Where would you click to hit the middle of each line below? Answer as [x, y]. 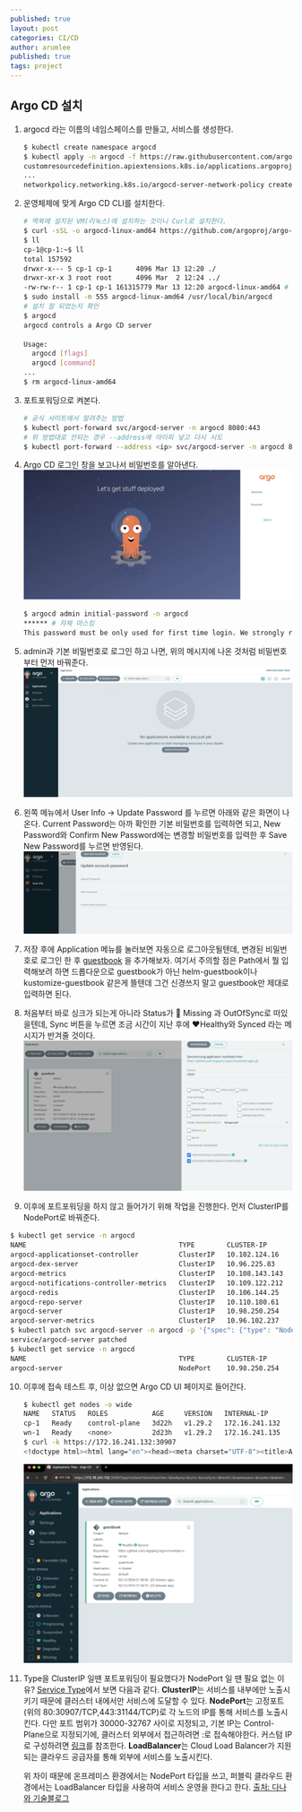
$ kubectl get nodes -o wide [78, 1404]
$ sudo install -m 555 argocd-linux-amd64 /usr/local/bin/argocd [147, 297]
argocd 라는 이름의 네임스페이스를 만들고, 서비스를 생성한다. [128, 129]
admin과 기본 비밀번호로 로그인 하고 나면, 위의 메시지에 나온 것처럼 [139, 651]
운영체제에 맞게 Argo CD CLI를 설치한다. [94, 203]
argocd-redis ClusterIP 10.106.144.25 [145, 1292]
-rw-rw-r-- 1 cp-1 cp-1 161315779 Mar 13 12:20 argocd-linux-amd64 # [156, 288]
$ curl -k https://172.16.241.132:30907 [99, 1443]
